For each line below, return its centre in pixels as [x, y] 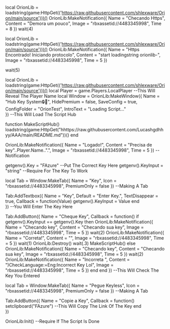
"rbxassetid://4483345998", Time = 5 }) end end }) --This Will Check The [82, 270]
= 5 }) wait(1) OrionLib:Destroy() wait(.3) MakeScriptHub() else [71, 243]
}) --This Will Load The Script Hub [41, 114]
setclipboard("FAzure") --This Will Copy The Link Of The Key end [73, 306]
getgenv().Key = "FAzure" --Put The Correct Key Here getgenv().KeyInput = [84, 165]
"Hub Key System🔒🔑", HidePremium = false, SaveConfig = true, [72, 102]
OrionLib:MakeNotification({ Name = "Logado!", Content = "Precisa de [79, 145]
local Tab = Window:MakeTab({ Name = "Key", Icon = [61, 180]
